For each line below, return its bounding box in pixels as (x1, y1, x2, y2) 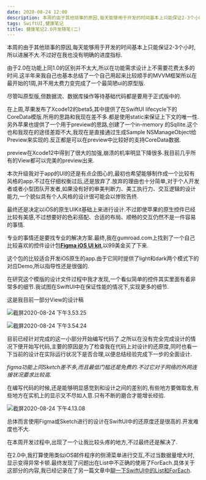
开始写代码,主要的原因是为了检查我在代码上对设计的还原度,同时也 (23, 343, 187, 350)
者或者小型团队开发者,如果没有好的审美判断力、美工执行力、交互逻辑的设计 (7, 185, 196, 193)
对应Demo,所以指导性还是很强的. (7, 263, 89, 270)
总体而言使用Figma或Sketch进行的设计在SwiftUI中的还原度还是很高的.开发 (7, 418, 193, 426)
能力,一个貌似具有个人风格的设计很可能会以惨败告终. (7, 193, 139, 200)
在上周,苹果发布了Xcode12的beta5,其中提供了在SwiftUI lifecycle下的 (7, 105, 178, 113)
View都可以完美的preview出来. (17, 157, 95, 164)
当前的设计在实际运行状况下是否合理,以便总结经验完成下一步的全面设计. (12, 350, 193, 358)
